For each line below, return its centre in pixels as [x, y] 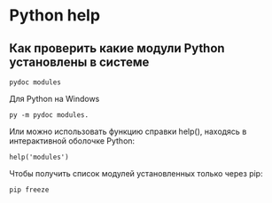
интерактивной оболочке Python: [72, 141]
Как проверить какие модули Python [117, 48]
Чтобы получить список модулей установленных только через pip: [136, 173]
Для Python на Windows [54, 99]
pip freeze [29, 190]
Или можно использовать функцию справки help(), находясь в [128, 131]
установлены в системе [79, 62]
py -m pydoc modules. [49, 115]
